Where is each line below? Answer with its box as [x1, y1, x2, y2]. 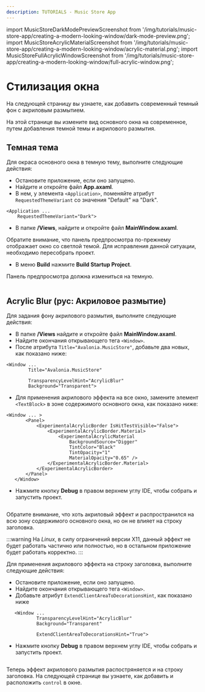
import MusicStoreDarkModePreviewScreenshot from [6, 26, 142, 33]
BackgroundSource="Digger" [69, 439, 138, 445]
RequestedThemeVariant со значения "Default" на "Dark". [15, 196, 159, 204]
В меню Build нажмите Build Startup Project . [15, 261, 132, 268]
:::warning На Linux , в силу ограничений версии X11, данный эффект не [6, 536, 191, 543]
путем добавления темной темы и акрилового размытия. [6, 125, 156, 132]
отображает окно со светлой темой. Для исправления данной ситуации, [6, 243, 196, 250]
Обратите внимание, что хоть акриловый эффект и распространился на [6, 511, 194, 518]
